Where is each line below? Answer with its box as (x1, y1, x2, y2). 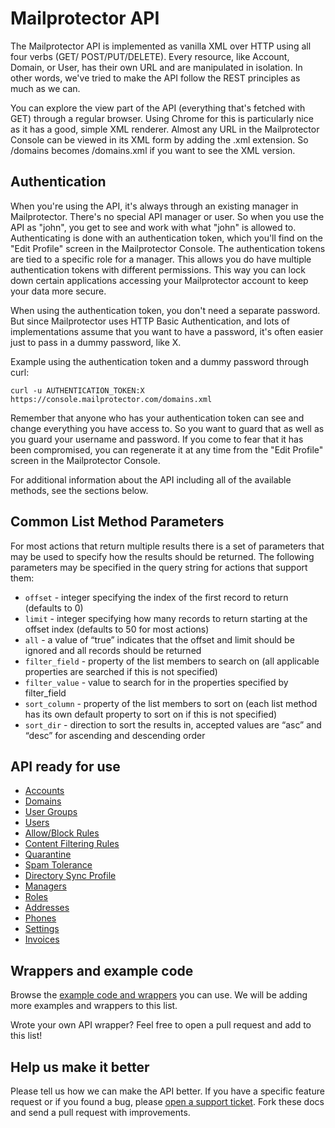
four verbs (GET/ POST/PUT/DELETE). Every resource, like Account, (10, 50, 290, 62)
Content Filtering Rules (24, 838, 120, 850)
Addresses (24, 902, 70, 914)
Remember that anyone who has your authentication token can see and (10, 412, 305, 424)
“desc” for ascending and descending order (24, 729, 206, 741)
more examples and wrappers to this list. (10, 1000, 178, 1012)
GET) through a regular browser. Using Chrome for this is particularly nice (10, 112, 314, 124)
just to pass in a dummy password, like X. (10, 336, 182, 348)
